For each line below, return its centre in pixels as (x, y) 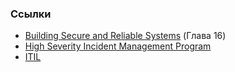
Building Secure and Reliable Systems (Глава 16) (125, 36)
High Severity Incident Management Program (118, 46)
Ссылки (31, 14)
